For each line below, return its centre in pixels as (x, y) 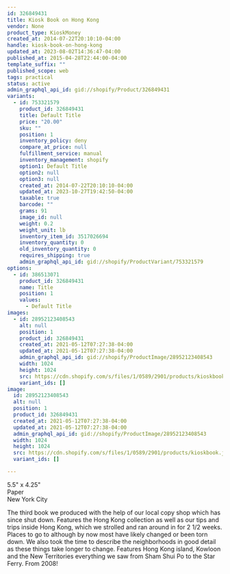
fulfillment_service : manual (61, 154)
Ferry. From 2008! (33, 563)
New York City (27, 499)
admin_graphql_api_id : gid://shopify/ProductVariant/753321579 (112, 262)
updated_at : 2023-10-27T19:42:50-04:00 (76, 192)
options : (20, 268)
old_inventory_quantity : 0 (58, 249)
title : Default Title (50, 115)
